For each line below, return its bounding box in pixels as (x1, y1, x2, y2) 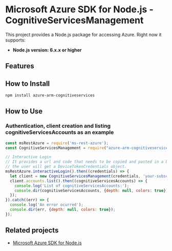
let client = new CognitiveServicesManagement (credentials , (10, 173, 141, 179)
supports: (5, 37, 26, 43)
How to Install (5, 79, 50, 88)
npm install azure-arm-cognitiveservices (5, 93, 95, 98)
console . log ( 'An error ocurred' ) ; (10, 202, 83, 207)
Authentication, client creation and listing (5, 122, 111, 129)
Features (5, 62, 34, 70)
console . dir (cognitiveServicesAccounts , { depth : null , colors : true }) (14, 188, 168, 193)
